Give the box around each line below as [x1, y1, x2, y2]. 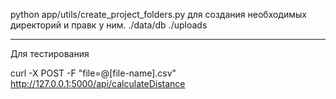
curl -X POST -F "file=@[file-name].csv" [10, 67, 177, 79]
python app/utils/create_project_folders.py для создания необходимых [10, 9, 307, 20]
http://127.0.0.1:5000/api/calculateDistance [10, 78, 186, 89]
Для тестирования [10, 48, 90, 59]
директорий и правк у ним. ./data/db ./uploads [10, 19, 208, 31]
